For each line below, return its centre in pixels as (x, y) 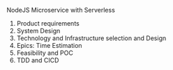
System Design (38, 31)
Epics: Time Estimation (49, 45)
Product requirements (48, 23)
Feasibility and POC (45, 53)
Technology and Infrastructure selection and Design (91, 38)
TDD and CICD (38, 60)
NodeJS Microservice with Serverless (61, 10)
